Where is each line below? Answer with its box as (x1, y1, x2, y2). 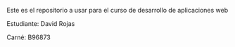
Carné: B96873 (6, 33, 51, 41)
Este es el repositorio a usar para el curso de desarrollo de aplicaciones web (6, 6, 229, 14)
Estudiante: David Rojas (6, 20, 75, 27)
